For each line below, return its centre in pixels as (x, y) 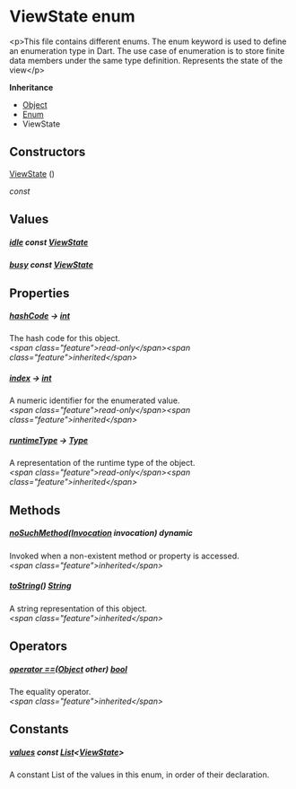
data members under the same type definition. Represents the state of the (146, 60)
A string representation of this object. (78, 609)
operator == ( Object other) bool (68, 669)
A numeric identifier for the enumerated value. (95, 400)
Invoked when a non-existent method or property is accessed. (124, 556)
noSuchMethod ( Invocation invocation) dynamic (101, 533)
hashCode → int (39, 316)
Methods (35, 510)
